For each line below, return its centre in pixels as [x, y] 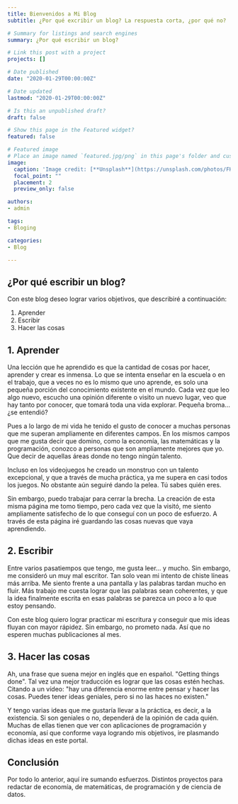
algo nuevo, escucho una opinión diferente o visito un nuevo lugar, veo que [117, 397]
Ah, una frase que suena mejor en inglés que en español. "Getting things [113, 674]
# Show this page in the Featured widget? [71, 130]
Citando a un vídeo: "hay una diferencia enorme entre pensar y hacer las [113, 689]
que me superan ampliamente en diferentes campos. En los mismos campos [119, 434]
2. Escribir [30, 551]
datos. [17, 795]
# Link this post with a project [57, 53]
